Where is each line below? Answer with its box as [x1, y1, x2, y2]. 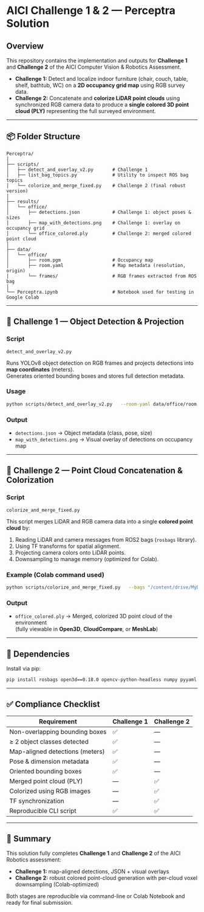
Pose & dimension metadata [9, 757, 89, 765]
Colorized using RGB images [9, 787, 91, 795]
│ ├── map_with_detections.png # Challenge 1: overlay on [6, 219, 181, 226]
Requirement [38, 717, 77, 725]
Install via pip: [6, 665, 41, 672]
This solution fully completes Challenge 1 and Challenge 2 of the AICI [6, 849, 181, 857]
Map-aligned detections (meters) [9, 747, 105, 756]
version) [6, 188, 29, 194]
